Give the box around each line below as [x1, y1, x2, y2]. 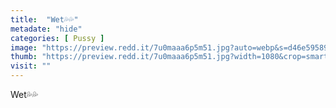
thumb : [10, 52, 38, 62]
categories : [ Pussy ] [10, 33, 105, 43]
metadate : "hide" [10, 24, 83, 34]
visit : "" [10, 61, 52, 71]
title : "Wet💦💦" [10, 14, 79, 25]
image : [10, 42, 38, 53]
